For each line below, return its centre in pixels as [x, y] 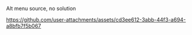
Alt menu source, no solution [41, 8]
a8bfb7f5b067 [24, 26]
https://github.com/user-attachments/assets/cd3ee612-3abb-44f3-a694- [96, 20]
